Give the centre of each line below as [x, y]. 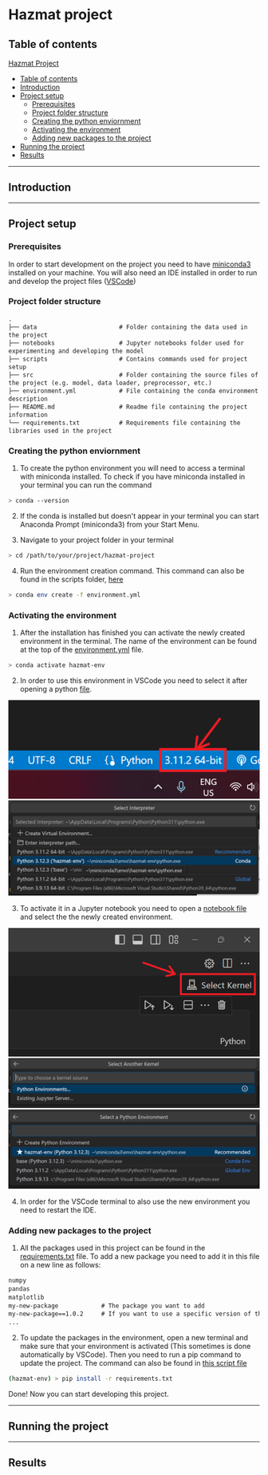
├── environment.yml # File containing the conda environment [134, 391]
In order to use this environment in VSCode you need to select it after [134, 680]
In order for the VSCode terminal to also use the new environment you [135, 1201]
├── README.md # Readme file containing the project [128, 407]
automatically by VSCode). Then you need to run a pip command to [130, 1355]
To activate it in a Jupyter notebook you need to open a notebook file [133, 908]
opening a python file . [56, 688]
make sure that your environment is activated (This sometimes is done [135, 1347]
